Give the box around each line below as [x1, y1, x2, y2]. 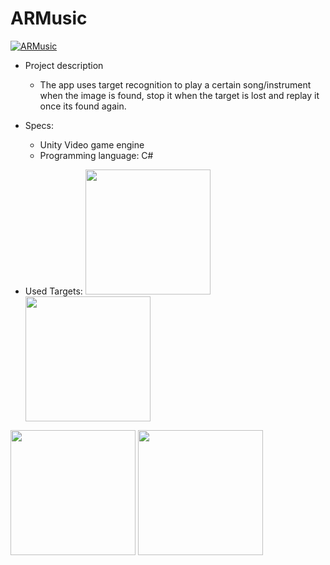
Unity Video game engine [39, 138, 145, 151]
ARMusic [10, 7, 88, 30]
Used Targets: [24, 285, 83, 297]
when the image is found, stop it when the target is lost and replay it [39, 89, 320, 101]
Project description [24, 59, 104, 71]
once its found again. [39, 100, 127, 112]
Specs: [24, 119, 54, 131]
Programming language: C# [39, 149, 154, 161]
